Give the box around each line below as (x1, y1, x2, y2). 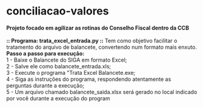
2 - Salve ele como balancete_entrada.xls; (6, 62, 111, 70)
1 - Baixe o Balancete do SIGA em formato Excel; (6, 56, 127, 63)
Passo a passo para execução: (6, 49, 85, 57)
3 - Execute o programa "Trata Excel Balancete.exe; (6, 69, 136, 76)
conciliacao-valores (6, 4, 109, 18)
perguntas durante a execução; (6, 81, 85, 89)
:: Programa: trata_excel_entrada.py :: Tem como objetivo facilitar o (6, 37, 178, 44)
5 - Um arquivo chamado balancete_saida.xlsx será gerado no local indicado (6, 88, 198, 95)
